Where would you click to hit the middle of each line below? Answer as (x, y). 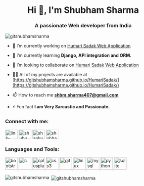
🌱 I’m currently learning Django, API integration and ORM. (72, 55)
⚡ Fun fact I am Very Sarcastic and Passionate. (61, 107)
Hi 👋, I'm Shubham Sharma (83, 10)
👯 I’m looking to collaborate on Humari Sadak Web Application (75, 65)
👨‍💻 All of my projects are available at (50, 75)
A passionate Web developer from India (83, 26)
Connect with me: (27, 122)
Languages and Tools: (32, 149)
